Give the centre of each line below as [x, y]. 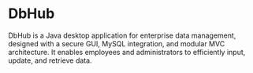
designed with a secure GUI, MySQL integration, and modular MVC [117, 43]
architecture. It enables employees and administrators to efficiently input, [127, 52]
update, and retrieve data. [50, 60]
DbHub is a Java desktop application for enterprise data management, [122, 35]
